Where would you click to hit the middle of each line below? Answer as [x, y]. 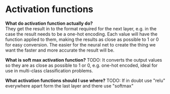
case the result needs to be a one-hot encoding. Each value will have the [81, 34]
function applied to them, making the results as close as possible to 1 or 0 [82, 39]
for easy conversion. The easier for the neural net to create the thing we [80, 44]
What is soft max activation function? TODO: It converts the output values [84, 60]
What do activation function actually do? [49, 23]
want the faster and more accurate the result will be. [60, 50]
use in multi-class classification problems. [49, 70]
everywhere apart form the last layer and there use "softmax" [69, 86]
